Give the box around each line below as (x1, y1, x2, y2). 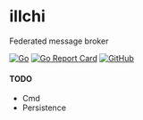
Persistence (21, 102, 67, 113)
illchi (9, 6, 46, 27)
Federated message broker (9, 36, 109, 46)
